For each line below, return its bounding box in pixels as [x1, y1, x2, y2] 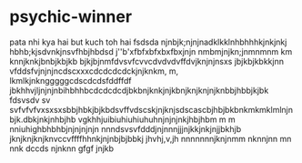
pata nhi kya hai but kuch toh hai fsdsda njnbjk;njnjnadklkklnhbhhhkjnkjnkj [9, 36, 287, 47]
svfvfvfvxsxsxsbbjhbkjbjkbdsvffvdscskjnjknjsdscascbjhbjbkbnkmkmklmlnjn [9, 104, 294, 115]
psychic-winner [9, 6, 133, 27]
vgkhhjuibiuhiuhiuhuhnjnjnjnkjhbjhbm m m [77, 114, 237, 125]
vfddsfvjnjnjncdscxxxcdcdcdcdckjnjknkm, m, [9, 66, 179, 76]
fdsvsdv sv [9, 94, 51, 106]
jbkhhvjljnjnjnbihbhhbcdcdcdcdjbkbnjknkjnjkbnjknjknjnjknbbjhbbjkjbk [9, 85, 269, 96]
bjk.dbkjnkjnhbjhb [9, 114, 76, 125]
